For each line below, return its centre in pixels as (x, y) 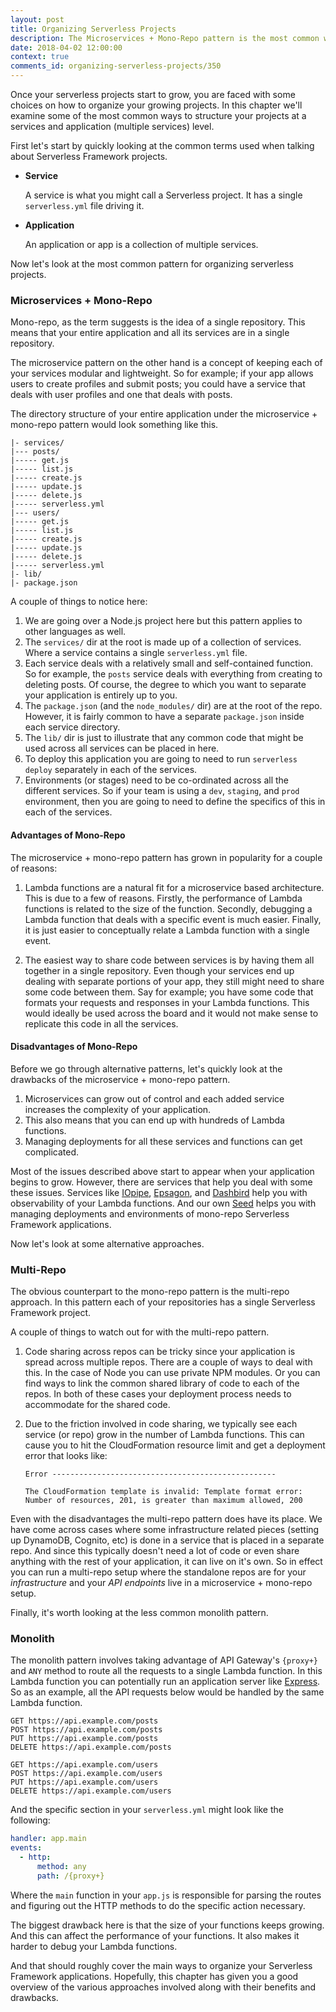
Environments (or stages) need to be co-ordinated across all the (156, 780)
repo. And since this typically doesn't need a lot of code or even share (155, 1550)
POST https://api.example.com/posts (86, 1730)
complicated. (52, 1152)
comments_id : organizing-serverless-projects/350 (116, 66)
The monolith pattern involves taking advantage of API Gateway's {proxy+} (164, 1660)
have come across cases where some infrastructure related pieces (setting (165, 1529)
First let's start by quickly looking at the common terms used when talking (162, 145)
